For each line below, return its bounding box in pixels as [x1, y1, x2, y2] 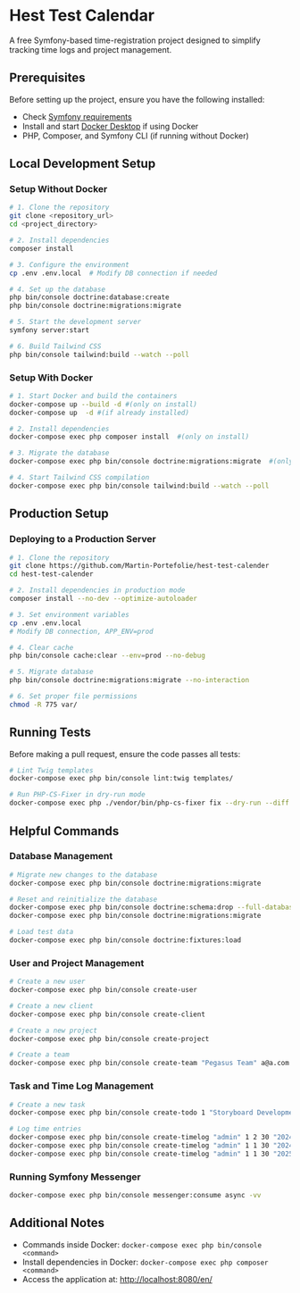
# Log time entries [9, 1124, 82, 1134]
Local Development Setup [9, 156, 156, 171]
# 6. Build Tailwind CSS [9, 341, 102, 351]
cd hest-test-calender [9, 570, 94, 579]
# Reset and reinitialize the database [9, 895, 158, 904]
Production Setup [9, 506, 109, 521]
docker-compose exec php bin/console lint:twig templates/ [9, 774, 234, 783]
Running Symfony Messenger [9, 1171, 141, 1183]
